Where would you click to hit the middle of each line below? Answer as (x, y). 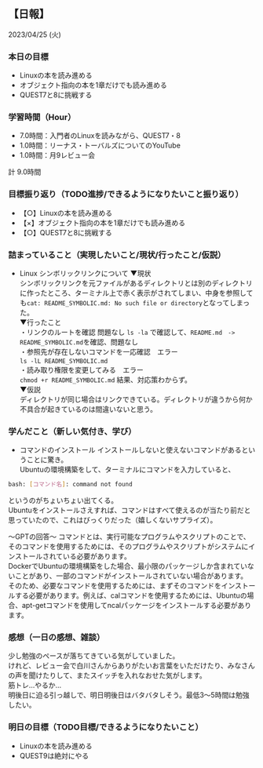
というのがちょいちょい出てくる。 (63, 500)
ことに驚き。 (47, 460)
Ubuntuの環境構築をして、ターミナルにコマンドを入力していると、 (127, 470)
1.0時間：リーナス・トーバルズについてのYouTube (100, 146)
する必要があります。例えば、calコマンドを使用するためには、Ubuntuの (131, 595)
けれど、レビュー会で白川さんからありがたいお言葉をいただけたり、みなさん (131, 666)
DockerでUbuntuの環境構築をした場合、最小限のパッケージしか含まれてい (128, 566)
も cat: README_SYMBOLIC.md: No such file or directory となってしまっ (135, 303)
